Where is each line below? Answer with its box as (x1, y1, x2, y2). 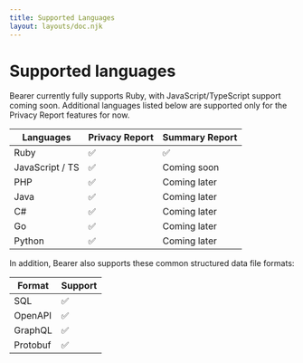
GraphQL (14, 324, 52, 337)
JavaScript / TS (14, 161, 80, 174)
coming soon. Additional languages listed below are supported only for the (9, 100, 288, 111)
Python (14, 234, 45, 247)
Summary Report (162, 131, 238, 144)
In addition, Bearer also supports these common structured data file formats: (9, 258, 295, 269)
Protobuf (14, 339, 52, 351)
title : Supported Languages (9, 13, 116, 23)
